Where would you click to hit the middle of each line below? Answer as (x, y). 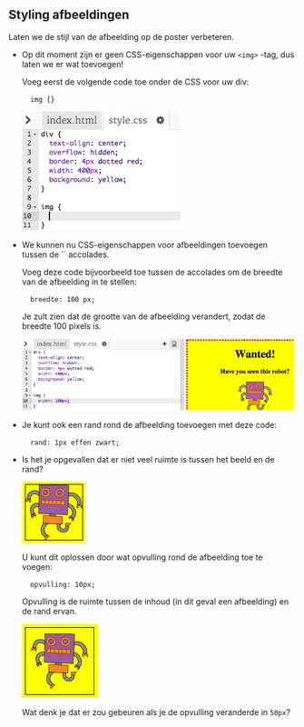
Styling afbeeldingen (69, 15)
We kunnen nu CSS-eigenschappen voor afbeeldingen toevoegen (145, 244)
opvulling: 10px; (63, 584)
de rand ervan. (49, 611)
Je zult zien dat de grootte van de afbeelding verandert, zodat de (143, 316)
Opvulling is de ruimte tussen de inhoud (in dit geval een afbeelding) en (155, 601)
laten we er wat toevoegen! (73, 64)
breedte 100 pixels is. (61, 325)
